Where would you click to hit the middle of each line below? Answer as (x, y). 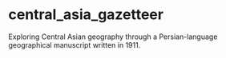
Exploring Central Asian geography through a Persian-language (113, 37)
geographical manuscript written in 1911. (75, 44)
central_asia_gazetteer (86, 15)
